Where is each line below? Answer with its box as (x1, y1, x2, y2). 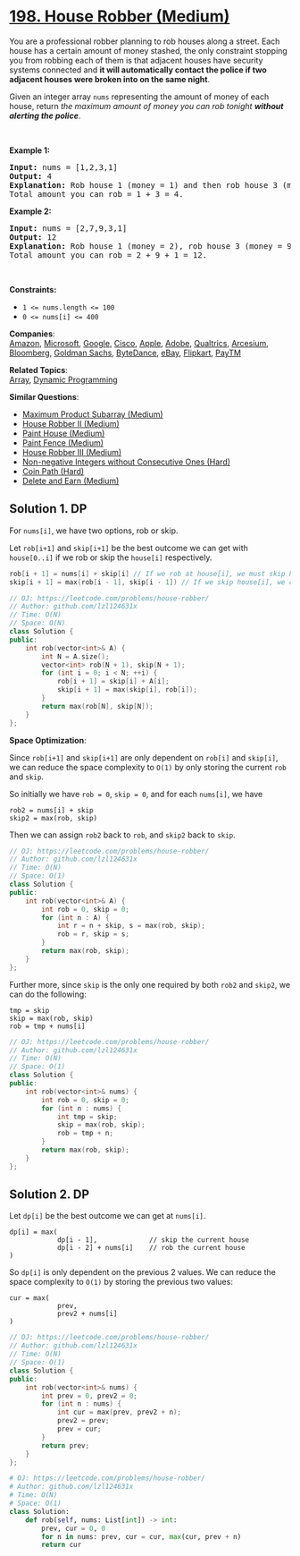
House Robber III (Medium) (21, 446, 122, 457)
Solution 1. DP (9, 501, 87, 516)
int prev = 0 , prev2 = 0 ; (41, 1391, 138, 1400)
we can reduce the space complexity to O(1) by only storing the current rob (9, 761, 287, 772)
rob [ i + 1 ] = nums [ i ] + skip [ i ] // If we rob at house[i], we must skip (9, 569, 286, 578)
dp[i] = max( (9, 1228, 58, 1237)
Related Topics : (9, 364, 69, 375)
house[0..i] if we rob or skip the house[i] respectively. (9, 552, 212, 563)
